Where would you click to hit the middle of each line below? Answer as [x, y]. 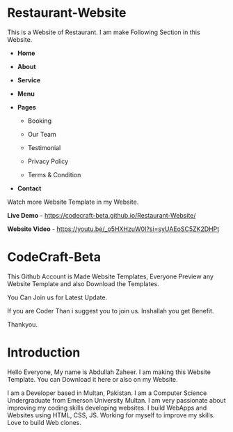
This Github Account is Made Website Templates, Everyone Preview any [111, 276]
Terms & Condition [54, 174]
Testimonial [44, 147]
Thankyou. [23, 324]
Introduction [44, 353]
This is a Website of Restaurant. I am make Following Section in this [104, 32]
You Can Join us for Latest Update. [57, 297]
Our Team [42, 134]
